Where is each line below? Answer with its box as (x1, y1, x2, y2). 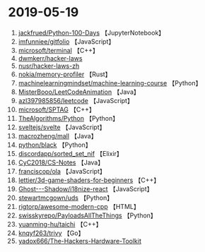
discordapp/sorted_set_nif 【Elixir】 (18, 149, 123, 157)
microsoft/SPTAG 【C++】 (18, 105, 96, 114)
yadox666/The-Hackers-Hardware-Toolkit (18, 236, 142, 245)
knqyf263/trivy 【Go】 (18, 229, 85, 237)
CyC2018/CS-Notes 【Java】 (18, 158, 105, 167)
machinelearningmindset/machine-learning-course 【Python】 (18, 78, 202, 87)
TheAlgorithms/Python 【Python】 (18, 114, 119, 122)
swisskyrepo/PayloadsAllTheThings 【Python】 (18, 211, 158, 220)
